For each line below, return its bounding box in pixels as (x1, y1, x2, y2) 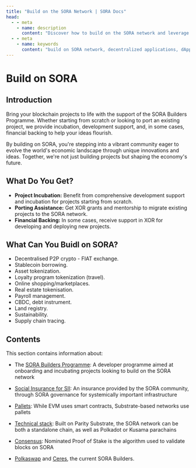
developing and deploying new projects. (14, 223, 111, 230)
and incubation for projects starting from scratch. (14, 198, 133, 205)
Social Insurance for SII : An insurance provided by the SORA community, (14, 385, 190, 392)
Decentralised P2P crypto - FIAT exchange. (14, 255, 119, 262)
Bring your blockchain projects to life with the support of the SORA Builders (6, 111, 187, 118)
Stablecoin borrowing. (14, 261, 68, 269)
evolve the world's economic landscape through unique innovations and (6, 147, 180, 154)
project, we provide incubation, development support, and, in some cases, (6, 123, 185, 130)
